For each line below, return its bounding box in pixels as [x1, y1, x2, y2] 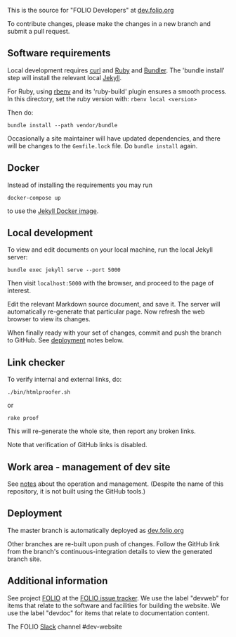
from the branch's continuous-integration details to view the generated [7, 547, 213, 555]
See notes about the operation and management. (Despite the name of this [7, 480, 224, 488]
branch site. [7, 555, 42, 563]
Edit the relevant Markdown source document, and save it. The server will [7, 300, 221, 309]
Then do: [7, 108, 34, 117]
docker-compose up [7, 194, 61, 201]
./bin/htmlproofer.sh [7, 389, 71, 396]
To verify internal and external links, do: [7, 375, 122, 384]
